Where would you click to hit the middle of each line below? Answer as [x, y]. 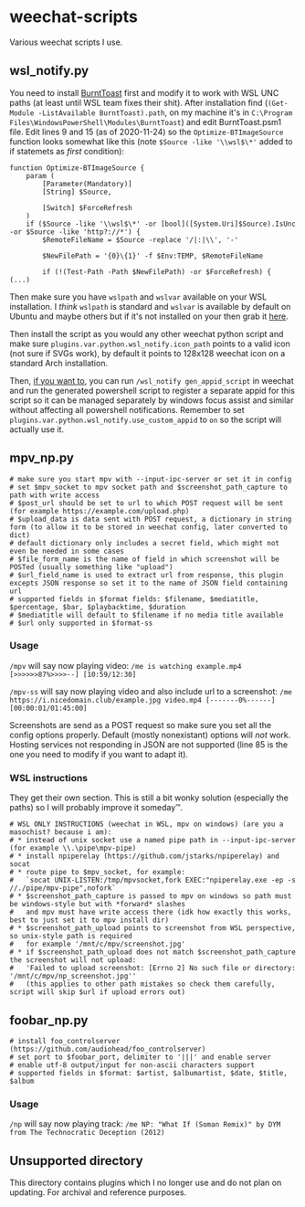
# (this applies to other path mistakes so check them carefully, [142, 984]
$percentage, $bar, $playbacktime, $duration [97, 607]
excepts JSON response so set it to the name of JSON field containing [148, 583]
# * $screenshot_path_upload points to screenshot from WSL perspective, [153, 928]
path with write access [55, 495]
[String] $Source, [77, 192]
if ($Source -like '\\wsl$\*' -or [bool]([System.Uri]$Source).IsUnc [161, 224]
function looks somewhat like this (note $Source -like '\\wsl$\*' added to [151, 141]
